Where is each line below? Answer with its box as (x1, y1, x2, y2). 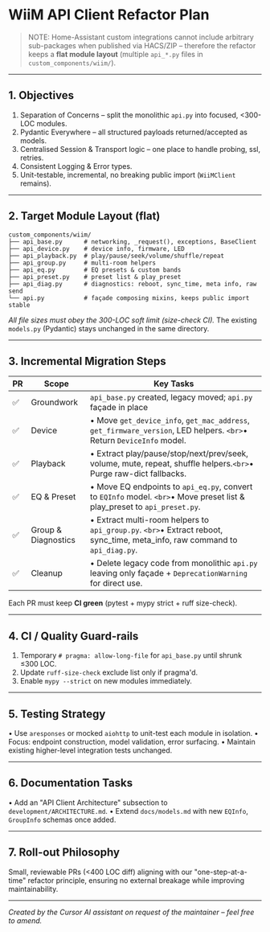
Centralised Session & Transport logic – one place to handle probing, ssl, (19, 144, 261, 154)
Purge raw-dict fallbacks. (89, 468, 187, 479)
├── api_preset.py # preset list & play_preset (8, 273, 182, 281)
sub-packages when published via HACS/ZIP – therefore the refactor (27, 40, 256, 50)
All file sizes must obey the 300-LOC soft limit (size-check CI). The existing (8, 315, 257, 325)
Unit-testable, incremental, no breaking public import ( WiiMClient (19, 170, 236, 179)
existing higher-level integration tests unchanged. (8, 745, 173, 755)
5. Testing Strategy (8, 707, 106, 721)
